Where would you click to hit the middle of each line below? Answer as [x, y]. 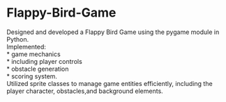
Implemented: [27, 46]
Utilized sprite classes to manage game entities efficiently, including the [110, 83]
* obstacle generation [38, 69]
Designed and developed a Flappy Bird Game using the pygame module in [113, 32]
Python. [18, 39]
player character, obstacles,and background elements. [85, 91]
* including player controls [45, 61]
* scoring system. [32, 76]
